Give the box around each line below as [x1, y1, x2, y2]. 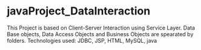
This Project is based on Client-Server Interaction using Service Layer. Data [7, 24, 196, 31]
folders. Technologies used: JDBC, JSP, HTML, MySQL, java [7, 37, 157, 44]
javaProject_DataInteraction [7, 4, 151, 18]
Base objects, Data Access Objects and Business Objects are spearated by [7, 30, 194, 37]
